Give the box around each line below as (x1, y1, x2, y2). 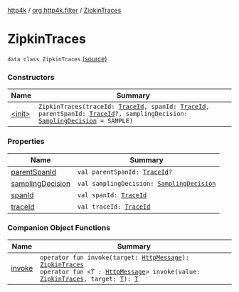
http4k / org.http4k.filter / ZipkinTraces (7, 6, 122, 14)
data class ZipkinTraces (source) (7, 54, 107, 63)
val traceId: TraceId (77, 202, 151, 211)
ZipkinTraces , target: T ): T (40, 274, 139, 283)
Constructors (7, 72, 55, 82)
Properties (7, 137, 45, 147)
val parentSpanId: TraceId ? (77, 167, 173, 176)
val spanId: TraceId (77, 191, 147, 199)
